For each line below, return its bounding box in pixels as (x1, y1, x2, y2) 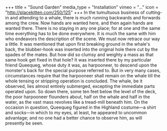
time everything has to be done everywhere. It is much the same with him (5, 31, 156, 36)
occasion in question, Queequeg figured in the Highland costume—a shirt (5, 104, 156, 110)
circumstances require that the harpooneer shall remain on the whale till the (5, 73, 161, 78)
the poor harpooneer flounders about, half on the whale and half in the (5, 94, 151, 100)
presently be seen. (5, 120, 44, 126)
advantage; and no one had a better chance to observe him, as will (5, 115, 143, 121)
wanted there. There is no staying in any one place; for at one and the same (5, 25, 161, 31)
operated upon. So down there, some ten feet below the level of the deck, (5, 89, 157, 94)
